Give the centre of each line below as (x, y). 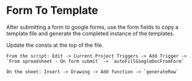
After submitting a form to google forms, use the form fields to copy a (92, 27)
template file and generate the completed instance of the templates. (90, 33)
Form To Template (52, 10)
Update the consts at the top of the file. (55, 45)
